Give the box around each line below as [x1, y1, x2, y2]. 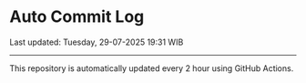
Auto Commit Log [9, 6, 145, 27]
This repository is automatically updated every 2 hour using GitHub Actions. [9, 62, 294, 74]
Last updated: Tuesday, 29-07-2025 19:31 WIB [9, 36, 184, 47]
